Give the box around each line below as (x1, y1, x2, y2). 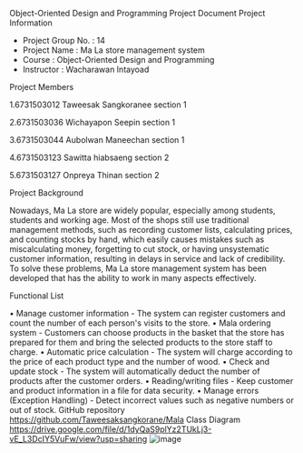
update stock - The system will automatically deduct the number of (9, 366, 260, 377)
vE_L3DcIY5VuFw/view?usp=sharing (9, 434, 148, 444)
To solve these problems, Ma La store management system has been (9, 263, 268, 274)
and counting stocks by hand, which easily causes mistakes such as (9, 234, 265, 245)
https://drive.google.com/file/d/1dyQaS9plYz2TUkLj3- (9, 424, 212, 435)
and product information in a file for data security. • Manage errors (9, 386, 259, 396)
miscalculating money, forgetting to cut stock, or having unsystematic (9, 244, 270, 254)
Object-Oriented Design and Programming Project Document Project (9, 8, 266, 18)
